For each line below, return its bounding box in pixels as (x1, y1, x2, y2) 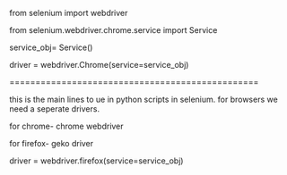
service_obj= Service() (9, 42, 93, 53)
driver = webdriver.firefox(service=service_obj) (9, 155, 184, 166)
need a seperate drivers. (9, 104, 100, 114)
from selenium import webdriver (9, 8, 128, 18)
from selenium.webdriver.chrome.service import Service (9, 25, 218, 35)
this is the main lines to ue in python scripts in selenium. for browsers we (9, 94, 278, 104)
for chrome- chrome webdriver (9, 121, 124, 131)
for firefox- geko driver (9, 138, 94, 148)
